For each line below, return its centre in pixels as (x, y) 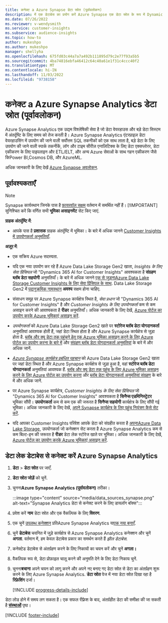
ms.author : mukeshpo (27, 47)
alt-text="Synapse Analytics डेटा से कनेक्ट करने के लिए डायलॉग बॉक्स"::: (77, 503)
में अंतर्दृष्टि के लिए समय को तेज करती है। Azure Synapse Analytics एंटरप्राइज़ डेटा (75, 135)
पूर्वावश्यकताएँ (20, 184)
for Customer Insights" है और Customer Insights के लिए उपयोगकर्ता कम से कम (84, 304)
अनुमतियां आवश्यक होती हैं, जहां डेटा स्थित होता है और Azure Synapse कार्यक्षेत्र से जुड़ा (84, 331)
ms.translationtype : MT (30, 65)
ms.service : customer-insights (38, 28)
